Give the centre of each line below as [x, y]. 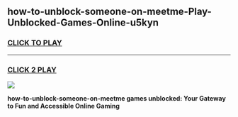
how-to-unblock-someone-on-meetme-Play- [110, 12]
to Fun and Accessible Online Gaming [64, 106]
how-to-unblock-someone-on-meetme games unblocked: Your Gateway [117, 98]
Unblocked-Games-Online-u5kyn [83, 23]
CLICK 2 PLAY [32, 69]
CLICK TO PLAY [35, 43]
